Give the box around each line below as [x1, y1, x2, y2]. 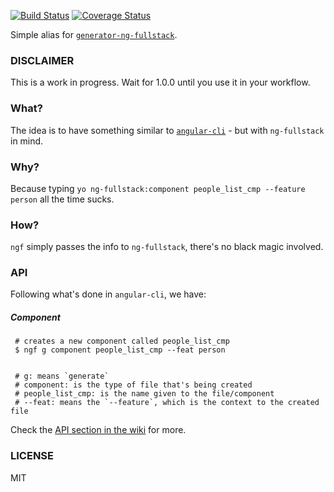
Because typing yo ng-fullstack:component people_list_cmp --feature [10, 182, 306, 194]
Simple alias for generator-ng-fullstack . [10, 29, 178, 40]
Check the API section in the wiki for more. [10, 424, 187, 436]
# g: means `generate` [14, 371, 110, 382]
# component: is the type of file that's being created [14, 380, 253, 390]
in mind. [10, 135, 44, 147]
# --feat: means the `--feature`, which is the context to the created [14, 398, 320, 408]
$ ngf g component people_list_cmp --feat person [14, 345, 226, 355]
